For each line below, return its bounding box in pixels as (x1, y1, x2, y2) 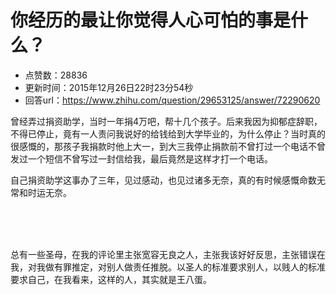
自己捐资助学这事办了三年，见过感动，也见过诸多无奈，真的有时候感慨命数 (10, 174, 317, 186)
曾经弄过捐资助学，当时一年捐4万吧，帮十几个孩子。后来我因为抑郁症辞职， (10, 115, 323, 127)
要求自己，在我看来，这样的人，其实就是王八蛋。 (10, 273, 212, 285)
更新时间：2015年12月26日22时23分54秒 (24, 81, 194, 93)
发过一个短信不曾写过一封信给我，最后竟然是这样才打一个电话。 (10, 152, 273, 165)
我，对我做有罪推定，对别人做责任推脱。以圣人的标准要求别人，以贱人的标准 (10, 261, 326, 273)
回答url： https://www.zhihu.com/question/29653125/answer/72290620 (24, 94, 321, 106)
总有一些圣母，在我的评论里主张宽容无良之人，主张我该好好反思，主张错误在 (10, 248, 326, 260)
